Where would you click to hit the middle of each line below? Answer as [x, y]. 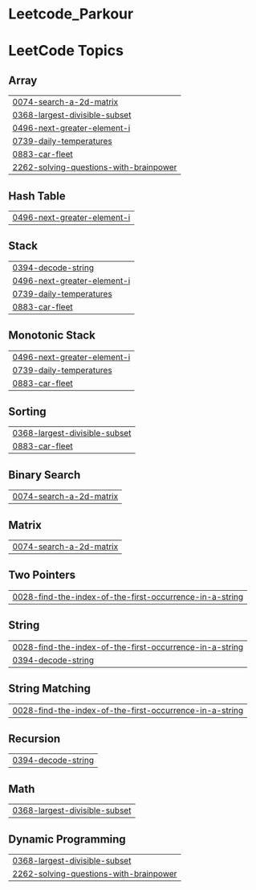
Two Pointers [42, 575]
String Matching [49, 689]
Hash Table [37, 196]
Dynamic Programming [67, 839]
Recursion [35, 738]
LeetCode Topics [66, 51]
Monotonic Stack [52, 336]
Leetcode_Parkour [71, 14]
